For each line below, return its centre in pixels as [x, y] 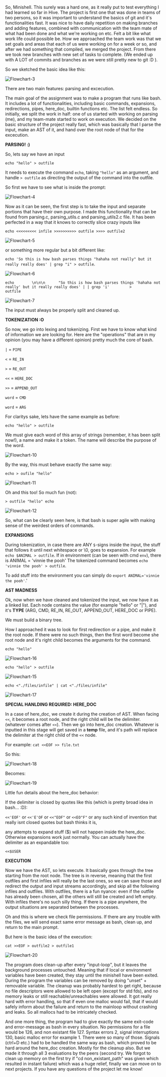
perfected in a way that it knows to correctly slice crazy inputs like [73, 222]
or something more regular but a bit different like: [55, 250]
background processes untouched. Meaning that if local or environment [79, 970]
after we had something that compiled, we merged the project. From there [81, 49]
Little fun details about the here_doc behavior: [52, 793]
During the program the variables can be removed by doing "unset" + [76, 980]
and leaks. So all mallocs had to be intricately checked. [61, 1012]
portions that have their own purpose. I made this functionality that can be [81, 212]
